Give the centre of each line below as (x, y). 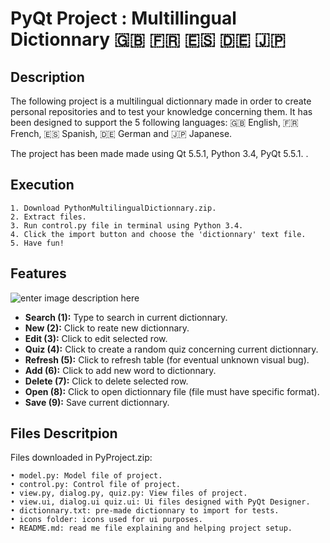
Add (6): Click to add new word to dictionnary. (120, 370)
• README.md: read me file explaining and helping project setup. (151, 528)
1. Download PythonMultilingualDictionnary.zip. (113, 208)
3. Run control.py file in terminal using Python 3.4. (127, 225)
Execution (42, 185)
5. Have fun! (37, 243)
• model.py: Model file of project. (86, 476)
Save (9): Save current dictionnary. (97, 402)
